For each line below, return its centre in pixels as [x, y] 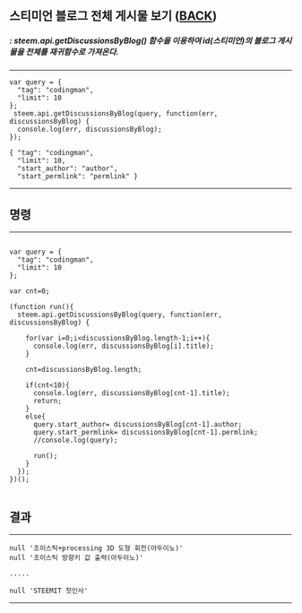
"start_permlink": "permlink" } [78, 177]
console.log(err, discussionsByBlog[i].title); [124, 346]
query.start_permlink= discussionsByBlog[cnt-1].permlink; [145, 433]
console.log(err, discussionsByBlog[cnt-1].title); [131, 393]
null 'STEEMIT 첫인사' [49, 591]
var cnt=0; [30, 291]
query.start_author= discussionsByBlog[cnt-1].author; [138, 425]
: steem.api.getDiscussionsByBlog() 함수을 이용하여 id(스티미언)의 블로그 [142, 40]
